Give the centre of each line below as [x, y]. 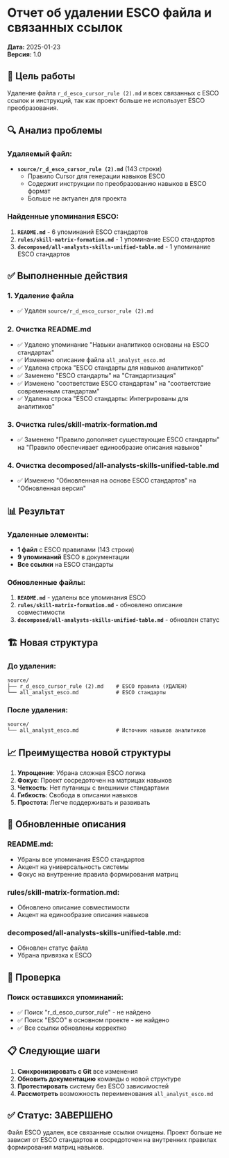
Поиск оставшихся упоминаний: [65, 997]
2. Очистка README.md [49, 329]
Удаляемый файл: [40, 154]
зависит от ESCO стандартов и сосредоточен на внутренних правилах [112, 1139]
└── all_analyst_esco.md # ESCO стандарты [87, 692]
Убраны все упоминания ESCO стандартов [81, 859]
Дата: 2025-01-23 [34, 47]
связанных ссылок [65, 28]
